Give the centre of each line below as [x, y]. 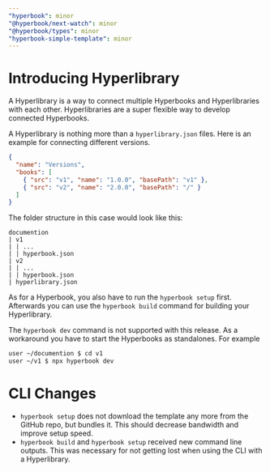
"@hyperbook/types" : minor [54, 31]
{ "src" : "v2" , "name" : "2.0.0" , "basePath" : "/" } [112, 187]
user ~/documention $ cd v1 [56, 354]
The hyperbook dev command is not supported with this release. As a [123, 330]
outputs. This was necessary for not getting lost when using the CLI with [141, 451]
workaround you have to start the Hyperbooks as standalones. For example [134, 339]
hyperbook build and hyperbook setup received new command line [131, 442]
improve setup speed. [56, 433]
